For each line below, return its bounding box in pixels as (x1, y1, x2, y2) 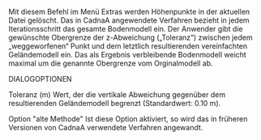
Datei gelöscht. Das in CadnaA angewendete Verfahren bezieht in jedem (8, 15, 250, 25)
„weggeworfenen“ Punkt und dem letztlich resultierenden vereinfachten (8, 41, 248, 51)
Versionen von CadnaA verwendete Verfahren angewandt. (8, 123, 203, 132)
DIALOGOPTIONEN (8, 74, 72, 83)
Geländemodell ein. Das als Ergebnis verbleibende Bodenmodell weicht (8, 50, 247, 59)
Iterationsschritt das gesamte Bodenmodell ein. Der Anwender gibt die (8, 24, 243, 33)
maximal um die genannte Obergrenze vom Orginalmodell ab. (8, 58, 213, 68)
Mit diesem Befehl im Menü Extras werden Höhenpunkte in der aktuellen (8, 7, 250, 16)
